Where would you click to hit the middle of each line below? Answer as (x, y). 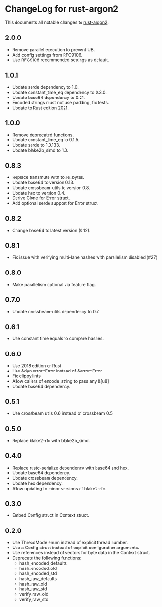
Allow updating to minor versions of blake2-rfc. (59, 488)
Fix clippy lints (26, 376)
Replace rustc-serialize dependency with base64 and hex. (70, 468)
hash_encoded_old (38, 568)
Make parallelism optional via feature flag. (54, 284)
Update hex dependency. (37, 483)
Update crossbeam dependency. (45, 478)
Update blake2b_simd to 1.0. (40, 150)
